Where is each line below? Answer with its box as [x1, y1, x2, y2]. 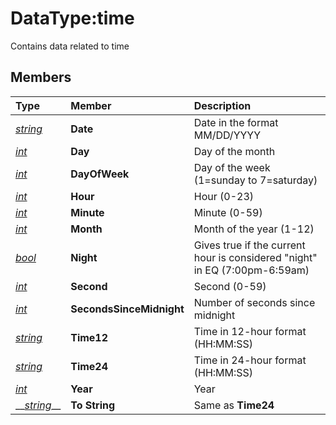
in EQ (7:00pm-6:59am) [193, 263, 310, 277]
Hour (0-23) [193, 189, 254, 203]
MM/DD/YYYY [193, 128, 262, 142]
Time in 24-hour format [193, 353, 307, 367]
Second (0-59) [193, 279, 267, 293]
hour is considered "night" [193, 250, 318, 264]
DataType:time [10, 7, 135, 30]
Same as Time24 [193, 398, 275, 412]
